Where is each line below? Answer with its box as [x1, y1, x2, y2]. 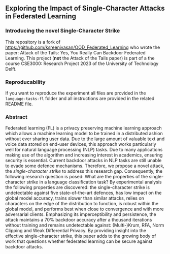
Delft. [5, 66, 17, 72]
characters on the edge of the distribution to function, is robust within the [5, 201, 159, 207]
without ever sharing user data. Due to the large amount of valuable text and [5, 136, 165, 142]
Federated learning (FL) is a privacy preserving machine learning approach [5, 125, 162, 131]
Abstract [5, 113, 28, 120]
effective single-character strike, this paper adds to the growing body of [5, 233, 156, 239]
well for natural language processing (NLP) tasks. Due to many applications [5, 147, 163, 153]
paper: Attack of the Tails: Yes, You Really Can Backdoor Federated [5, 49, 146, 55]
